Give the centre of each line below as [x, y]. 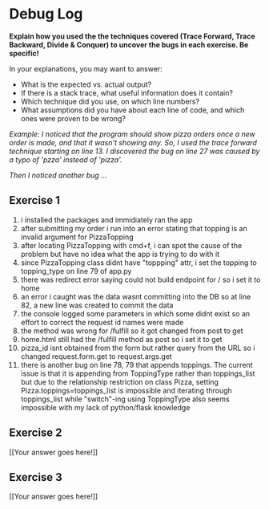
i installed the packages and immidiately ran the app [106, 220]
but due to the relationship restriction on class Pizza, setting [120, 381]
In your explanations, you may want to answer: [86, 68]
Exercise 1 [35, 200]
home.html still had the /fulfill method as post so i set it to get [121, 339]
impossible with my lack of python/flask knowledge [105, 407]
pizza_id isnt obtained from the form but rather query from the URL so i [138, 348]
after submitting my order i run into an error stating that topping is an [134, 228]
